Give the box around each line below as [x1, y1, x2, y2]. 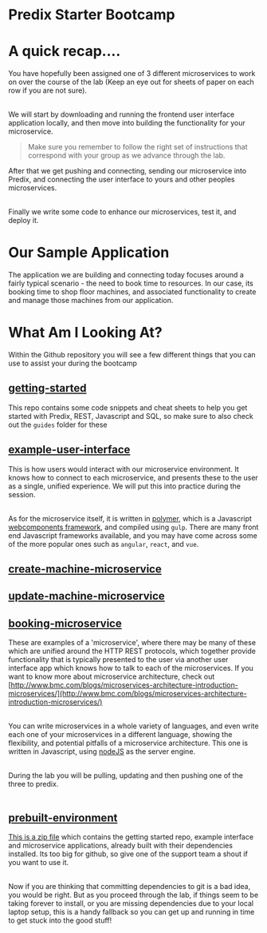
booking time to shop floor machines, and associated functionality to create [8, 287, 257, 297]
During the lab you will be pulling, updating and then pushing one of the [8, 771, 243, 780]
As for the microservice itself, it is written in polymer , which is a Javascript [8, 513, 253, 523]
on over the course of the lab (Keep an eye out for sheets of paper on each [8, 78, 255, 87]
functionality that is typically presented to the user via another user [8, 655, 229, 664]
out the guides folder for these [8, 420, 108, 429]
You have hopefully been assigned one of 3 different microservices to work [8, 69, 256, 78]
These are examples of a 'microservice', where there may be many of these [8, 638, 257, 648]
